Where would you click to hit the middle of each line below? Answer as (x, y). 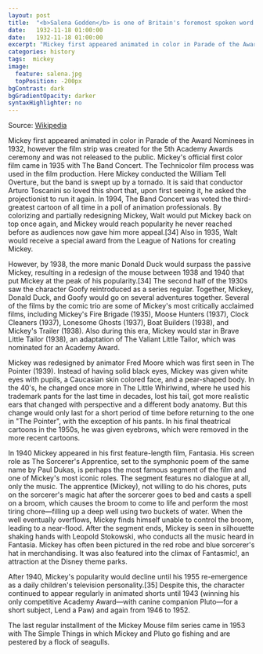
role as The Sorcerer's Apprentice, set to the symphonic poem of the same (129, 462)
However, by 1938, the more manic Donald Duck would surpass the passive (130, 265)
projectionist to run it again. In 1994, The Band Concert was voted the (120, 199)
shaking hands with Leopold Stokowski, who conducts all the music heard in (131, 537)
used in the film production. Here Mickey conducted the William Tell (117, 174)
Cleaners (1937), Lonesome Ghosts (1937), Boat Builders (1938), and (119, 323)
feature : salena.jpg (49, 74)
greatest (22, 207)
